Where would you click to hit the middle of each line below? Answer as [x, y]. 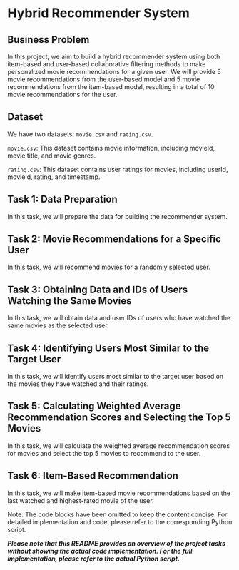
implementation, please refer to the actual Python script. [94, 559]
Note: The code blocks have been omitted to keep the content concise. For [117, 514]
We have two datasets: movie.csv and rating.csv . [80, 134]
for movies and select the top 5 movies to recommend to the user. [104, 453]
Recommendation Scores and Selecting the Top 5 [119, 418]
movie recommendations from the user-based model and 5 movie [104, 79]
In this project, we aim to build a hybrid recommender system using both [114, 56]
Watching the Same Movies [70, 301]
